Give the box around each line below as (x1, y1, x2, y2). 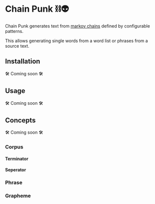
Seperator (5, 167, 26, 173)
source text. (5, 43, 30, 49)
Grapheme (5, 192, 31, 199)
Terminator (5, 155, 29, 162)
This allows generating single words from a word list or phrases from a (5, 37, 148, 44)
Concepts (5, 116, 36, 124)
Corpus (5, 144, 24, 150)
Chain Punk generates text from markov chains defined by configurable (5, 23, 150, 29)
